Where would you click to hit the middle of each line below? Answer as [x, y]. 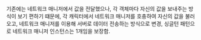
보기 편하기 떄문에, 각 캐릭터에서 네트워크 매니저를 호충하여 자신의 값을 [100, 16]
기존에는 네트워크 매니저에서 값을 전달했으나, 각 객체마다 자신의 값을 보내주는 [97, 9]
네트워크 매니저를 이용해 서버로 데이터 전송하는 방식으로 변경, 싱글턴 [99, 24]
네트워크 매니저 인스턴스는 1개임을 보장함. [61, 31]
